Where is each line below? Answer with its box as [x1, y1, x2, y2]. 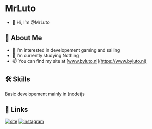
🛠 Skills [5, 75, 31, 84]
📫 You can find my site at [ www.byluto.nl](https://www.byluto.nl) [12, 58, 147, 64]
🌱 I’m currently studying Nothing [12, 52, 79, 58]
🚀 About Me [5, 34, 42, 42]
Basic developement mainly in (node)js [5, 91, 85, 97]
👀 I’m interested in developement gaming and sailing [12, 47, 120, 53]
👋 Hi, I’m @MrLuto [12, 19, 50, 25]
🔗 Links [5, 105, 28, 114]
